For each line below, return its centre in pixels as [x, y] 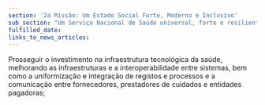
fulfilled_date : [35, 30]
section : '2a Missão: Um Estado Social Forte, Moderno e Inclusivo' [123, 15]
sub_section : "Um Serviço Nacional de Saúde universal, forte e [116, 23]
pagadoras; [27, 93]
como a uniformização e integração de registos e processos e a [112, 76]
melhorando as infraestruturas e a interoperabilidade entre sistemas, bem [127, 68]
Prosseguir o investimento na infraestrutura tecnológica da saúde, [116, 60]
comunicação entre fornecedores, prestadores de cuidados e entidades [125, 85]
